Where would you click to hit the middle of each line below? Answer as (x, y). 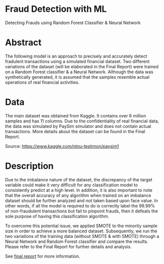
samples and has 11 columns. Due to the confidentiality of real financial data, (82, 121)
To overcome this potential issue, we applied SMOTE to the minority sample (81, 226)
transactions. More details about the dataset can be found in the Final (75, 131)
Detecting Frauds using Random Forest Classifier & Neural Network (73, 23)
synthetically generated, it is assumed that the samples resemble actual (77, 77)
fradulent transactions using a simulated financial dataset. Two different (77, 61)
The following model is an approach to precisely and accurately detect (76, 56)
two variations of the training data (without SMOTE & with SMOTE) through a (82, 236)
